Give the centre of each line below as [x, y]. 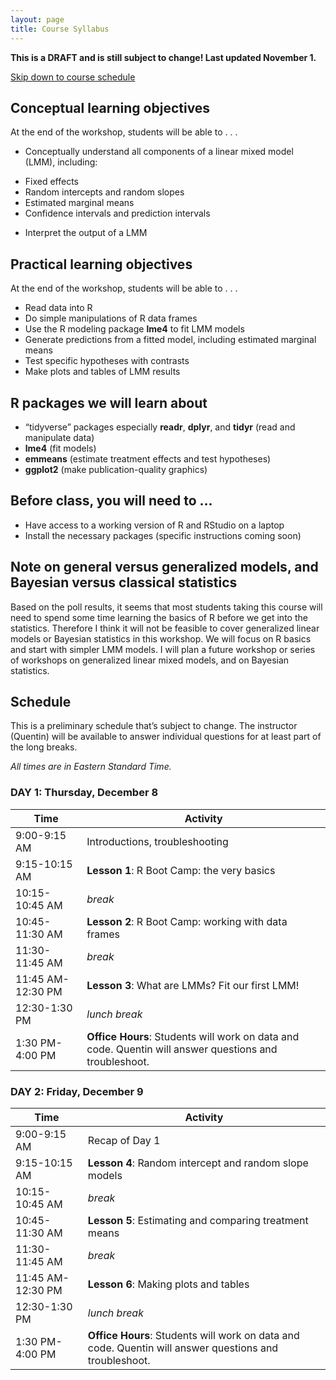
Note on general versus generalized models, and [164, 567]
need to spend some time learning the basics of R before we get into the [159, 617]
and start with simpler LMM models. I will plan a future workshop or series [163, 649]
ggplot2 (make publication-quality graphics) [116, 469]
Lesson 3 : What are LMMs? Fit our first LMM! [193, 985]
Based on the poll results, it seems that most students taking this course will [166, 607]
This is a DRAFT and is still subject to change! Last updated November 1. [163, 57]
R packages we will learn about [109, 402]
